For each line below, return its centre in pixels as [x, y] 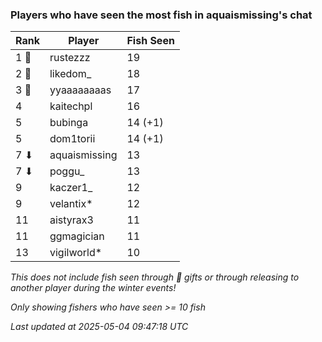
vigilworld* [76, 253]
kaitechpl [71, 106]
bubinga [69, 123]
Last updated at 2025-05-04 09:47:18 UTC [99, 327]
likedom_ [70, 74]
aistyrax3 [71, 220]
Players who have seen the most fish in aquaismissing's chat [161, 15]
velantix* [71, 204]
